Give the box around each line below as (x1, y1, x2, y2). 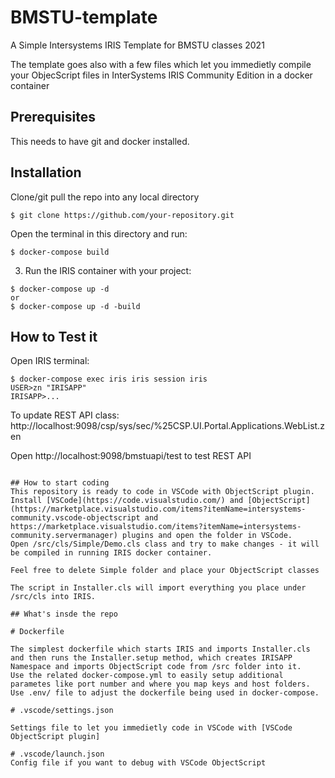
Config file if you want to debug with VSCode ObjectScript (10, 758, 267, 768)
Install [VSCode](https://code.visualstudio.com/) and (10, 496, 244, 506)
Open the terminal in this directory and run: (10, 227, 188, 240)
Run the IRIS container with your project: (24, 264, 192, 276)
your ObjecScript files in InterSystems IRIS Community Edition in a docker (10, 69, 313, 81)
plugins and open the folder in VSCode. (121, 531, 293, 541)
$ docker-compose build (10, 247, 110, 257)
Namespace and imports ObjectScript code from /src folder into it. (10, 662, 302, 672)
